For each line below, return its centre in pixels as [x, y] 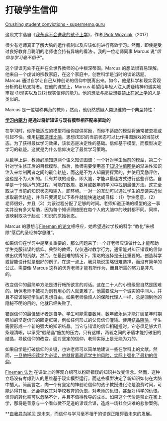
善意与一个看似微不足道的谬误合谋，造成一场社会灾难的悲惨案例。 [94, 403]
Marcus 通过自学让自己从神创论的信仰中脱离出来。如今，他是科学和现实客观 [83, 80]
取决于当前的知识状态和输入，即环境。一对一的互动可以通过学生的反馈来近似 [83, 191]
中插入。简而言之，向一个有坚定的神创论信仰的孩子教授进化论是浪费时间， [81, 384]
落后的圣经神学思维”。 [34, 232]
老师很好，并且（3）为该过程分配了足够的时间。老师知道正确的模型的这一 [81, 203]
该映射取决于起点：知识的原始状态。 [42, 215]
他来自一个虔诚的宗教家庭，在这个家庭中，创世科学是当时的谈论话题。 [77, 74]
